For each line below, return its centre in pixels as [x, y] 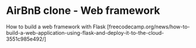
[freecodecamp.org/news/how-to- [148, 27]
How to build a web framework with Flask [56, 27]
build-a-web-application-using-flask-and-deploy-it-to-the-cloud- [85, 32]
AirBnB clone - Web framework [83, 11]
